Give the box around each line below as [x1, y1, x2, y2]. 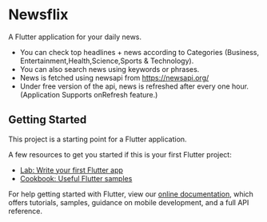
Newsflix [8, 6, 69, 24]
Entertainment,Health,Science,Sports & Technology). [19, 56, 194, 65]
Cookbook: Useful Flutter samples [19, 173, 133, 183]
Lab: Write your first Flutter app [19, 165, 124, 175]
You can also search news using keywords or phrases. [19, 64, 200, 73]
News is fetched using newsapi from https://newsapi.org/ [19, 73, 209, 82]
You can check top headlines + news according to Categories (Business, [19, 47, 260, 57]
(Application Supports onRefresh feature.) [19, 89, 158, 99]
